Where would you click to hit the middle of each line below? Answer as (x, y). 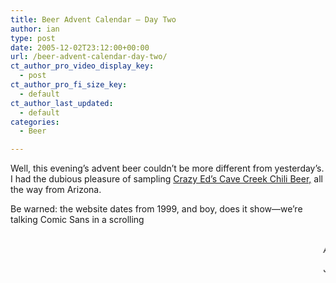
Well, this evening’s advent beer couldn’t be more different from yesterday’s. (167, 168)
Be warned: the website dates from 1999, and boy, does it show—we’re (156, 209)
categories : (35, 122)
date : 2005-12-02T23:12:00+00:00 (80, 47)
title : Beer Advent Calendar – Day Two (93, 19)
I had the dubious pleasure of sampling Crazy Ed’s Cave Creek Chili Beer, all (166, 179)
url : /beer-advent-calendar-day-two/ (89, 57)
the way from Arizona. (56, 190)
